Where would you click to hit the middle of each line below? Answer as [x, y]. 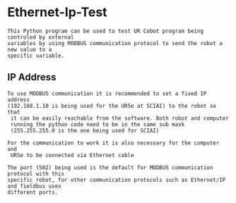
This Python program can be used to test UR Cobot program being [105, 31]
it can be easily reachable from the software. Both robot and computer [120, 118]
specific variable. [36, 56]
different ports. [33, 192]
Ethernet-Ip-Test [57, 12]
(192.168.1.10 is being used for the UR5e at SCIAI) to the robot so [112, 106]
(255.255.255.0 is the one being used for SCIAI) [85, 130]
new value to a [30, 49]
